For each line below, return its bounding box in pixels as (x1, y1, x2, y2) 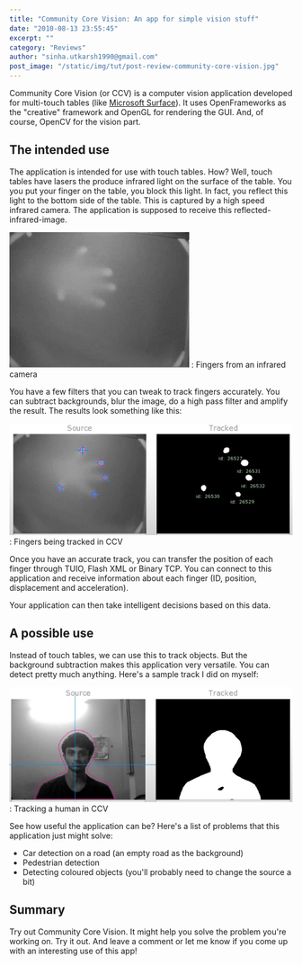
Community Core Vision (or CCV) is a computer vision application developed (9, 88, 293, 98)
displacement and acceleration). (9, 582, 129, 593)
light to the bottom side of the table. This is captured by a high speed (9, 194, 265, 206)
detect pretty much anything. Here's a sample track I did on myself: (9, 668, 259, 679)
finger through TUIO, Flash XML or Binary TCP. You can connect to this (9, 563, 272, 574)
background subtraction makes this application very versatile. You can (9, 659, 270, 670)
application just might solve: (9, 830, 114, 841)
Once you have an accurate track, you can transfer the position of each (9, 553, 274, 564)
